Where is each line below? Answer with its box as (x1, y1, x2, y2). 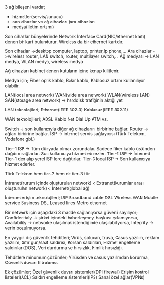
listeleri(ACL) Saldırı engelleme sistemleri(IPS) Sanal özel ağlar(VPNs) (5, 274, 145, 280)
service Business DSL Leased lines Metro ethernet (5, 200, 107, 206)
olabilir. (5, 83, 20, 88)
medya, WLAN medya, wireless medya (5, 59, 83, 64)
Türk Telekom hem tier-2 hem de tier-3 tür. (5, 171, 91, 176)
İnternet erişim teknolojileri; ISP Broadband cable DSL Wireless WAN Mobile (5, 195, 158, 200)
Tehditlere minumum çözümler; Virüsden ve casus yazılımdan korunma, (5, 254, 149, 260)
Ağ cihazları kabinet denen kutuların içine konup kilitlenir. (5, 68, 120, 74)
